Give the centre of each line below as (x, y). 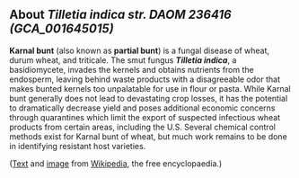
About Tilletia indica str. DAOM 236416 (120, 15)
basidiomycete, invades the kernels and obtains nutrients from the (132, 69)
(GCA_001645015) (62, 29)
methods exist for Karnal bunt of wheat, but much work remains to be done (148, 136)
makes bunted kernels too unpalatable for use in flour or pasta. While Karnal (150, 88)
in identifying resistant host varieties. (78, 146)
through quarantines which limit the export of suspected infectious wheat (145, 117)
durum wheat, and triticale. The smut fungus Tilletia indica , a (123, 60)
